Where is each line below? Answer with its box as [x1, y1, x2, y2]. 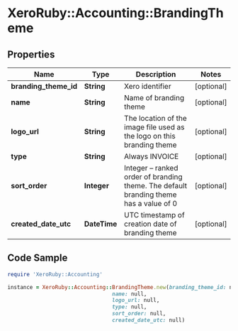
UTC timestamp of [123, 210, 186, 219]
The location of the [123, 114, 187, 123]
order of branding [123, 172, 183, 182]
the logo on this [123, 131, 176, 141]
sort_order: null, [112, 310, 166, 318]
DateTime [84, 219, 118, 229]
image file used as [123, 122, 185, 132]
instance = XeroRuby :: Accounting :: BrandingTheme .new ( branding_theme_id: [7, 283, 227, 291]
